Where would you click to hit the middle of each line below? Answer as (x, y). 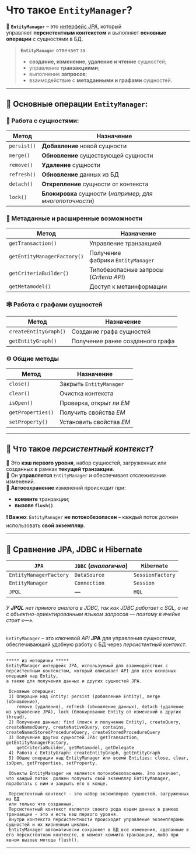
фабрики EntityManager (122, 260)
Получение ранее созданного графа (123, 341)
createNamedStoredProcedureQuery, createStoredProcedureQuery (83, 733)
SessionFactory (155, 575)
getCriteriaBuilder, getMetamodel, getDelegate (75, 748)
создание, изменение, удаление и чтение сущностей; (98, 62)
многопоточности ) (68, 201)
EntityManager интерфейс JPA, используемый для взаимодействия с (87, 666)
